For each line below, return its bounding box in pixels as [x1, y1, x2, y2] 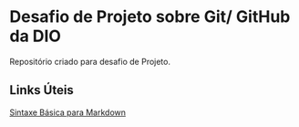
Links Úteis [9, 82, 75, 98]
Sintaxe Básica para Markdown [9, 107, 126, 118]
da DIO [9, 26, 62, 47]
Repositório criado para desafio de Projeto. [9, 56, 171, 67]
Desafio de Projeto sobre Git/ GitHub [9, 6, 291, 27]
